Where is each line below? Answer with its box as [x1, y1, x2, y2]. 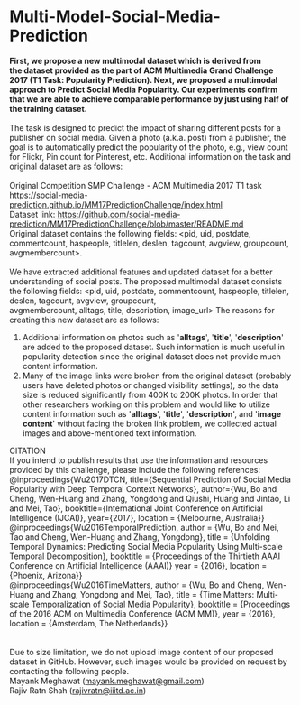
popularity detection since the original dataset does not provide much [22, 350, 282, 362]
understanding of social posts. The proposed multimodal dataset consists [9, 275, 283, 286]
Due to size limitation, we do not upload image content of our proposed [9, 646, 274, 657]
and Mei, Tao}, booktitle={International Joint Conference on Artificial [9, 503, 264, 514]
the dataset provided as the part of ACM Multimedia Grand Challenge [9, 65, 274, 76]
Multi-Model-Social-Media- [9, 6, 221, 27]
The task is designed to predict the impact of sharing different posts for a [9, 122, 281, 133]
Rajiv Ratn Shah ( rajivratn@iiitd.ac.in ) [9, 684, 147, 696]
